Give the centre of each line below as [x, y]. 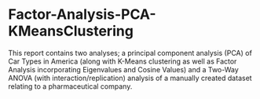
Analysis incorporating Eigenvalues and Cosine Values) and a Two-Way [124, 69]
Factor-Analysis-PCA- [82, 15]
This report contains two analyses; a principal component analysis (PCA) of [130, 53]
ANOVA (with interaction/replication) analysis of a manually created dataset [130, 78]
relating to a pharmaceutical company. [70, 86]
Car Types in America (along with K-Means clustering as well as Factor [123, 61]
